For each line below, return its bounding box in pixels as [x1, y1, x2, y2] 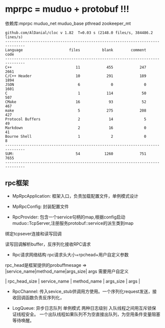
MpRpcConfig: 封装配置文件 [12, 204, 69, 209]
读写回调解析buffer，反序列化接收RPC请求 [5, 241, 91, 247]
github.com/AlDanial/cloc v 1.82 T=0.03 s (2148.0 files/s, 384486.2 [5, 30, 153, 35]
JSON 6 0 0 [5, 82, 147, 87]
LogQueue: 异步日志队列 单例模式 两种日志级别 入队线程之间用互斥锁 [12, 305, 152, 311]
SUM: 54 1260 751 [5, 151, 147, 156]
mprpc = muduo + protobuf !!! [5, 3, 130, 15]
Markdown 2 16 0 [5, 125, 147, 130]
